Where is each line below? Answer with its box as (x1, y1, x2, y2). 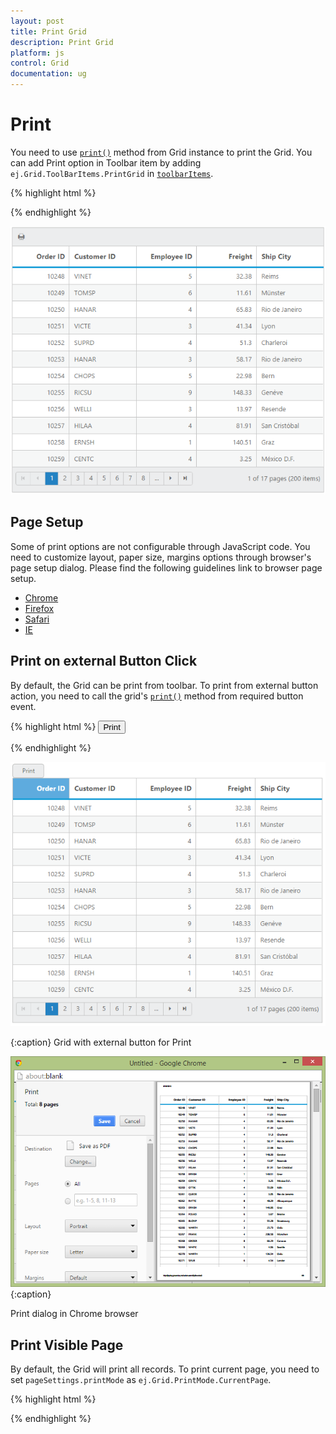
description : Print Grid (10, 37, 114, 47)
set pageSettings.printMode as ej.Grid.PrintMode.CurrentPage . (10, 1373, 272, 1385)
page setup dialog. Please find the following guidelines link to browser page (10, 561, 323, 574)
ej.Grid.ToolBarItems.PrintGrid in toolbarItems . (10, 167, 214, 179)
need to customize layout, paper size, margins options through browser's (10, 551, 312, 563)
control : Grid (10, 58, 70, 69)
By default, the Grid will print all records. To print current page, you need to (10, 1363, 320, 1375)
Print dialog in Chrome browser (10, 1308, 139, 1320)
